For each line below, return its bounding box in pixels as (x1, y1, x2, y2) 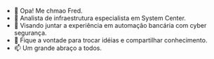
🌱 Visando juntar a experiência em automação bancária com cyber (13, 22, 207, 29)
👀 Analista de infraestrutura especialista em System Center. (13, 14, 186, 22)
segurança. (13, 28, 47, 37)
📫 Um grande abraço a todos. (13, 44, 102, 52)
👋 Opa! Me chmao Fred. (13, 7, 83, 15)
